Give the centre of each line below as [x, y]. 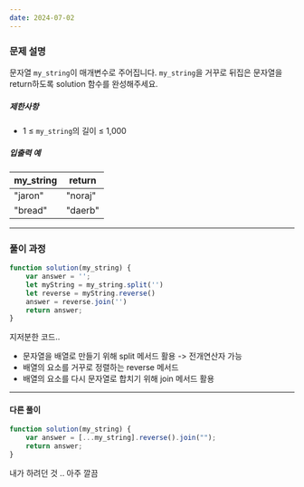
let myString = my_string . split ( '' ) [95, 285]
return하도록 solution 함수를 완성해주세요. [84, 83]
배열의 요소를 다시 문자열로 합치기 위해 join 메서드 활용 [119, 379]
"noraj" [81, 196]
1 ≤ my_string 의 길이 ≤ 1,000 [74, 130]
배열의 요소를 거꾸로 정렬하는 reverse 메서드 [100, 368]
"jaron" [29, 196]
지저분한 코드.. [35, 337]
